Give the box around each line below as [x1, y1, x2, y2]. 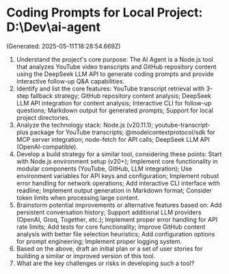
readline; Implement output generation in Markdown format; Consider [16, 186, 213, 195]
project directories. [16, 113, 70, 121]
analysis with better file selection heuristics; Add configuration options [16, 229, 215, 238]
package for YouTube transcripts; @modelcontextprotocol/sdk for [29, 128, 216, 136]
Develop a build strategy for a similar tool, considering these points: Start [16, 149, 222, 158]
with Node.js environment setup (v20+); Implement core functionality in [16, 157, 218, 165]
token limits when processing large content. [16, 193, 139, 201]
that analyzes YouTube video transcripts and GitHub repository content [16, 62, 217, 71]
